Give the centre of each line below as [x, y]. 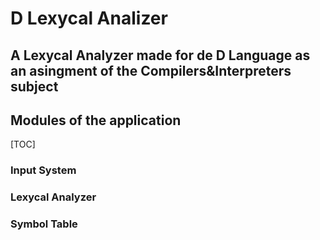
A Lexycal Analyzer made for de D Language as [160, 55]
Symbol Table [44, 224]
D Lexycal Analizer [89, 18]
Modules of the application [96, 120]
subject [34, 86]
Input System [43, 170]
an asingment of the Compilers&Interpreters [151, 70]
